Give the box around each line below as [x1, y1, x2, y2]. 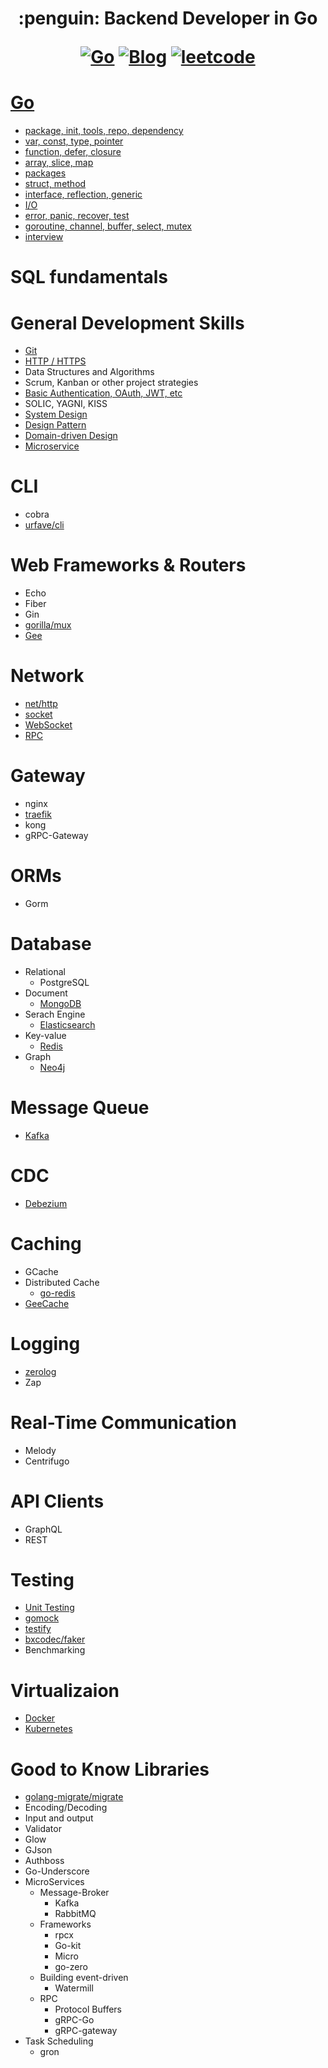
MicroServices [24, 1876, 85, 1888]
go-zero [54, 1961, 88, 1973]
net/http [24, 698, 58, 710]
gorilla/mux [24, 619, 72, 631]
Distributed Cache [24, 1276, 100, 1288]
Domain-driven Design [24, 430, 118, 442]
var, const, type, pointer [24, 135, 124, 147]
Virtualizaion [10, 1679, 120, 1702]
